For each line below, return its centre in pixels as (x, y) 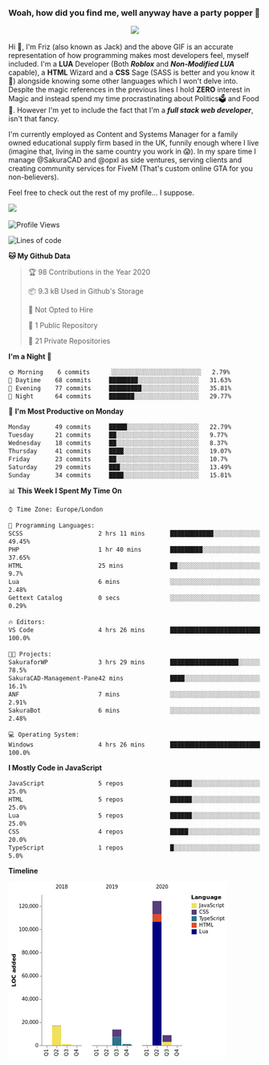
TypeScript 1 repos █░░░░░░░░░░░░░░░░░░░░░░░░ (134, 848)
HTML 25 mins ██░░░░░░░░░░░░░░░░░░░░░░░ (134, 566)
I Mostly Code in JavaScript (55, 768)
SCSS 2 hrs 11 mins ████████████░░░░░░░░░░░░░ (134, 534)
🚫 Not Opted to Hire (61, 310)
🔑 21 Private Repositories (69, 341)
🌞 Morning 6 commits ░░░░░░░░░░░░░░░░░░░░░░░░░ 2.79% (119, 372)
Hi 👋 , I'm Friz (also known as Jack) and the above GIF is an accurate (121, 47)
